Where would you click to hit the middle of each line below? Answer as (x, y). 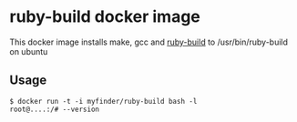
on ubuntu (29, 51)
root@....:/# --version (55, 109)
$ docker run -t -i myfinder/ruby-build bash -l (103, 101)
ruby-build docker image (105, 17)
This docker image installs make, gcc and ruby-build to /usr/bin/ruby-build (149, 42)
